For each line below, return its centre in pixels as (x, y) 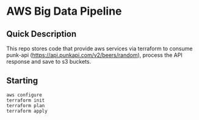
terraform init (26, 100)
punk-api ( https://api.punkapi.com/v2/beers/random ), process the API (95, 55)
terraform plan (26, 105)
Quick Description (42, 34)
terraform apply (27, 111)
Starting (22, 81)
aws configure (24, 95)
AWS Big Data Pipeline (64, 11)
